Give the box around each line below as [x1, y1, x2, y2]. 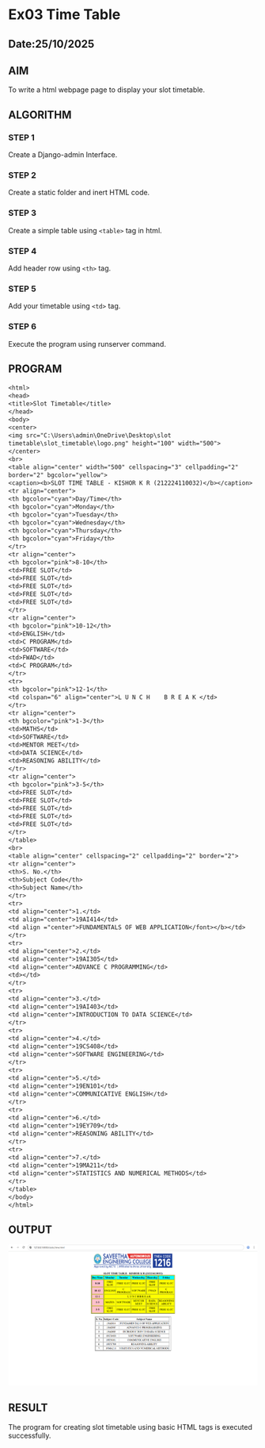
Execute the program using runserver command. [8, 339, 166, 348]
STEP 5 [8, 283, 37, 294]
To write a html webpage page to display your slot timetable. [8, 85, 206, 94]
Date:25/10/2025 [8, 37, 95, 51]
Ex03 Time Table [8, 6, 121, 24]
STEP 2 [8, 170, 37, 180]
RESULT [8, 1401, 48, 1415]
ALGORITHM [8, 108, 72, 121]
